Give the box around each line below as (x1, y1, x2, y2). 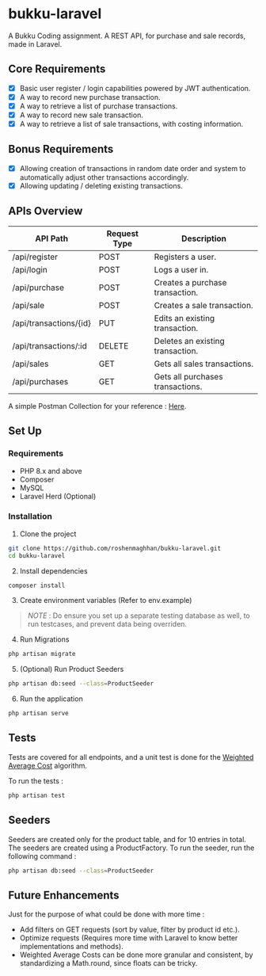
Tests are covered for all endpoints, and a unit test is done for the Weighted (8, 752, 254, 761)
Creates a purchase (154, 276, 227, 288)
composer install (8, 581, 66, 589)
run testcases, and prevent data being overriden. (27, 620, 188, 629)
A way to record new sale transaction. (19, 110, 144, 120)
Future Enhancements (8, 888, 120, 902)
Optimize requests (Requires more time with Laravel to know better (19, 933, 238, 943)
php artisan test (8, 791, 66, 799)
